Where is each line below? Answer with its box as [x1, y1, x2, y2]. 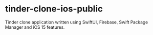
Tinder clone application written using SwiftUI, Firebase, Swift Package [5, 19, 148, 25]
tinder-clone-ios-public [5, 3, 103, 14]
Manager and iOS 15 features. [5, 24, 65, 30]
